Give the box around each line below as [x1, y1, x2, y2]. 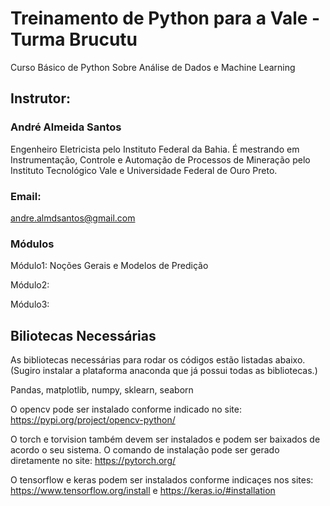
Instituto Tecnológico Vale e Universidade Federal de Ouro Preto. [10, 164, 278, 176]
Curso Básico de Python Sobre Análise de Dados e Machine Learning [10, 61, 296, 73]
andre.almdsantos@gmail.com [10, 212, 136, 224]
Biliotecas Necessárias [10, 327, 157, 344]
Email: [10, 189, 42, 203]
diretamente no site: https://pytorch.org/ [10, 455, 177, 467]
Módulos [10, 237, 55, 251]
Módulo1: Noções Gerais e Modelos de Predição [10, 260, 209, 272]
